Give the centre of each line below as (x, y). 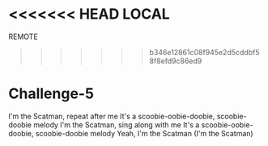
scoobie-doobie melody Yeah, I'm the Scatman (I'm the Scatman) (144, 133)
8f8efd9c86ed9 (176, 61)
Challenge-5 (51, 94)
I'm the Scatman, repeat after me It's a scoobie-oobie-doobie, (112, 116)
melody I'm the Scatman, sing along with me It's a (117, 125)
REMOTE (23, 36)
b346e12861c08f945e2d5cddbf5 (204, 52)
